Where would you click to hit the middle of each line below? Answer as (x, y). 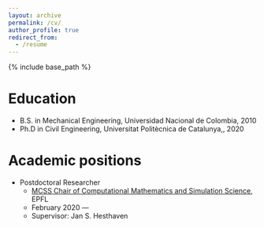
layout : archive (35, 15)
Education (42, 99)
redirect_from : (33, 37)
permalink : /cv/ (35, 23)
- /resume (31, 45)
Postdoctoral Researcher (60, 182)
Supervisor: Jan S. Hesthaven (80, 216)
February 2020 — (60, 208)
